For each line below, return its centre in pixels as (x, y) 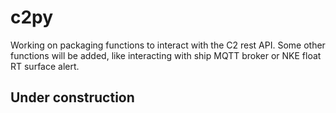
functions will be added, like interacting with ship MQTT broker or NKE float (166, 55)
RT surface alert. (45, 66)
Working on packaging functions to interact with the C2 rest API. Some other (168, 45)
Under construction (72, 97)
